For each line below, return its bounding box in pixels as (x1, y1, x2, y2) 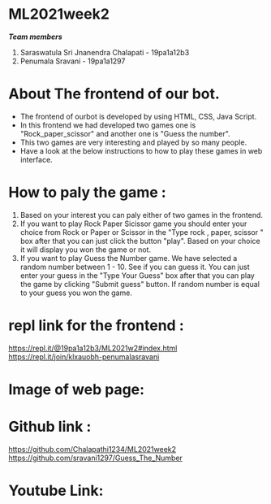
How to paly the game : (8, 184, 166, 202)
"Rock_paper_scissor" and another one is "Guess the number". (19, 128, 230, 138)
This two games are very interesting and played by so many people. (19, 137, 247, 147)
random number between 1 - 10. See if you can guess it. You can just (19, 262, 250, 272)
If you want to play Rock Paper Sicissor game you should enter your (19, 219, 247, 228)
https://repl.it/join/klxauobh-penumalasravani (8, 351, 160, 362)
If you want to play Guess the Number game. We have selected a (19, 253, 238, 263)
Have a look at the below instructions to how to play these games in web (19, 146, 263, 155)
